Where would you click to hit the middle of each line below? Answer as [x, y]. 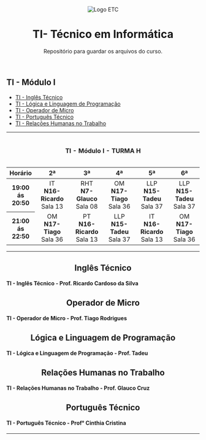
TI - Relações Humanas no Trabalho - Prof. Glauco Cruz [78, 388]
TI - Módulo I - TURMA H [103, 151]
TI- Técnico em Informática [103, 34]
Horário [21, 173]
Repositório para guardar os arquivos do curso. [103, 51]
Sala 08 [87, 207]
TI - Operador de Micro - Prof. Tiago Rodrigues [67, 318]
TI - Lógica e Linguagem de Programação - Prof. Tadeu [77, 353]
